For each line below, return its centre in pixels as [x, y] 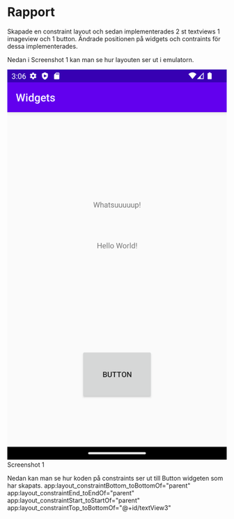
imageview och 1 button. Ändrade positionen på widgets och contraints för [114, 38]
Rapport [31, 12]
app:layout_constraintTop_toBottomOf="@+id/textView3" [89, 508]
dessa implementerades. [42, 46]
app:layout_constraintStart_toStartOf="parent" [74, 500]
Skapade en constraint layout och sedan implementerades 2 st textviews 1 [114, 31]
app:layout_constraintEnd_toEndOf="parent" [71, 493]
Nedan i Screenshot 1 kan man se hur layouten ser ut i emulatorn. [101, 59]
